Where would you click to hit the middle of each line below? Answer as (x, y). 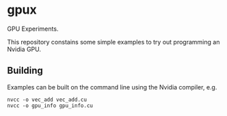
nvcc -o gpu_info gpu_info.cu (50, 105)
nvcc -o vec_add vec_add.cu (47, 100)
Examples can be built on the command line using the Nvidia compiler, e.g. (112, 87)
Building (25, 71)
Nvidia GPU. (24, 49)
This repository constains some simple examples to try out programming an (113, 42)
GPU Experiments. (33, 29)
